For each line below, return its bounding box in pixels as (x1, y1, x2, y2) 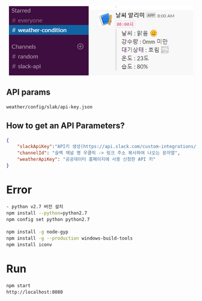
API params (6, 87, 51, 98)
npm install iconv (6, 242, 52, 248)
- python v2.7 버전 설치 (6, 203, 64, 209)
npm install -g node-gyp (6, 229, 69, 235)
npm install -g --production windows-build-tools (6, 235, 133, 241)
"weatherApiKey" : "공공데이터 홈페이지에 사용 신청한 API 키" (17, 157, 156, 163)
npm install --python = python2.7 (6, 210, 87, 216)
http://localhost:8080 (6, 289, 63, 295)
